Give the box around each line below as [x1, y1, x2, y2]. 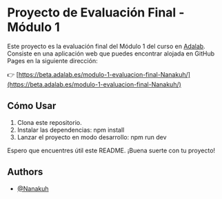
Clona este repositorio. [17, 118, 82, 126]
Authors [7, 166, 43, 178]
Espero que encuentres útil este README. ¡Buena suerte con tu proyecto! [7, 146, 216, 154]
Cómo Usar [7, 100, 57, 112]
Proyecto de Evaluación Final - [7, 5, 185, 21]
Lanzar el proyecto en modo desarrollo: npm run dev [17, 132, 167, 141]
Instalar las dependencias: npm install [17, 126, 125, 134]
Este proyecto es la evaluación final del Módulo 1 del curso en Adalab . [7, 42, 205, 50]
